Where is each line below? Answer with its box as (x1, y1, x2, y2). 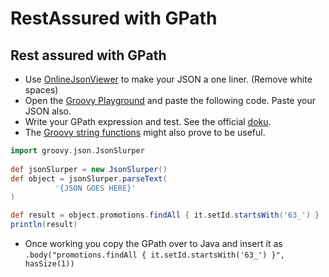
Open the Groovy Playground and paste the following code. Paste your (24, 95, 316, 106)
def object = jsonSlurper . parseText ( (10, 173, 168, 184)
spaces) (24, 84, 59, 96)
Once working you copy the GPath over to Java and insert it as (24, 238, 283, 249)
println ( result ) (10, 220, 78, 230)
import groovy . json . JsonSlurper (10, 146, 145, 156)
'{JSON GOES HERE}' (54, 183, 137, 193)
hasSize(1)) (24, 259, 75, 269)
